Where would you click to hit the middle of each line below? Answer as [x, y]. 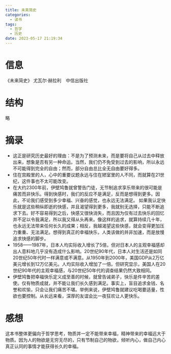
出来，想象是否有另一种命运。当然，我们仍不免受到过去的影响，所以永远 [88, 162]
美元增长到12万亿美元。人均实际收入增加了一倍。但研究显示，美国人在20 [89, 264]
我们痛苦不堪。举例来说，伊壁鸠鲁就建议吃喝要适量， [104, 289]
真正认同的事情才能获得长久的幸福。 [43, 346]
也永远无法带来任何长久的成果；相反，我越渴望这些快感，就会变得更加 [86, 225]
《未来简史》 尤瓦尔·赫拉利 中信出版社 [47, 80]
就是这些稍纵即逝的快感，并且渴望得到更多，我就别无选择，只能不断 [89, 207]
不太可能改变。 [55, 181]
